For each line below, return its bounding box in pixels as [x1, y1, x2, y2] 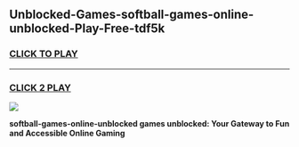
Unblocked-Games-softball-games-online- [9, 7, 255, 22]
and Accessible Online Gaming [9, 127, 125, 138]
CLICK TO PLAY [9, 48, 78, 61]
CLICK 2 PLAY [9, 81, 71, 94]
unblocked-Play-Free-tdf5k [9, 21, 166, 37]
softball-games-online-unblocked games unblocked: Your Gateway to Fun [9, 118, 290, 128]
